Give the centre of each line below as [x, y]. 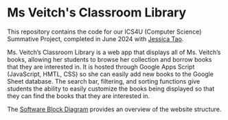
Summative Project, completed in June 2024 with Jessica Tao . [95, 38]
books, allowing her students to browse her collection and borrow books [110, 59]
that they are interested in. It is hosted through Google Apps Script [101, 67]
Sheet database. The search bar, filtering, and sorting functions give [104, 81]
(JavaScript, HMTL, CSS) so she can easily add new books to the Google [111, 74]
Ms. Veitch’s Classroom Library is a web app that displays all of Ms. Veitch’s [114, 52]
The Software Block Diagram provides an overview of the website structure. [114, 109]
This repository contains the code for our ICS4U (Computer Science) [104, 32]
